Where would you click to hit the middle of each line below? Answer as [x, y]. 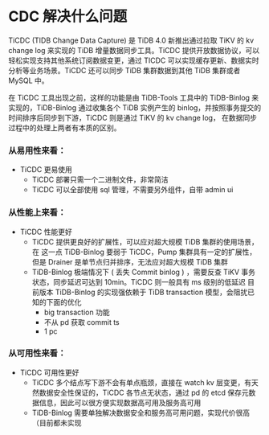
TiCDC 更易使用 [46, 170]
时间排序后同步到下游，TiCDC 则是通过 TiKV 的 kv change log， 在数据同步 [133, 117]
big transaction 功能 [77, 312]
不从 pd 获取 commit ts [82, 322]
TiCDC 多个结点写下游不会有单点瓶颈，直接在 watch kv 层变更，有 [141, 382]
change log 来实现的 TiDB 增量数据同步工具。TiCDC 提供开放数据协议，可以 [134, 50]
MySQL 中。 [29, 80]
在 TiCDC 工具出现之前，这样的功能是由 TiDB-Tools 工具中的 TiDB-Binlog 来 [134, 97]
